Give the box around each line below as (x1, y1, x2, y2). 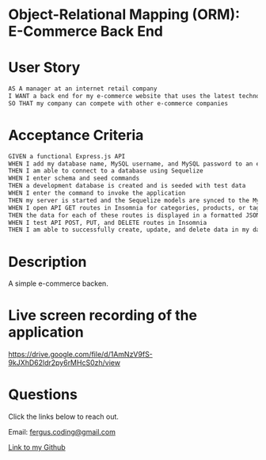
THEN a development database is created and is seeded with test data (8, 182, 246, 190)
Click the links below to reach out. (8, 412, 119, 421)
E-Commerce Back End (8, 22, 164, 40)
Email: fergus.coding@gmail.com (8, 428, 116, 437)
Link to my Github (8, 443, 66, 452)
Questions (8, 386, 78, 404)
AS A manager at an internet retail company (8, 85, 158, 93)
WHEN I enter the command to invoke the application (8, 189, 186, 197)
